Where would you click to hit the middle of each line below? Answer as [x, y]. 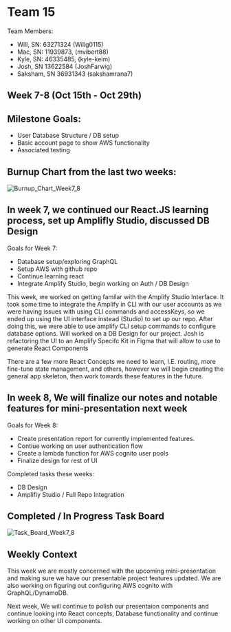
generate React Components [48, 348]
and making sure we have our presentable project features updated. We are [114, 578]
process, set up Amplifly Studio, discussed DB [108, 221]
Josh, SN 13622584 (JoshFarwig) [65, 66]
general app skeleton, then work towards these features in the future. [105, 376]
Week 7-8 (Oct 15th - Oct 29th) [75, 95]
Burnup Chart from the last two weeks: [92, 172]
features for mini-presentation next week [97, 408]
